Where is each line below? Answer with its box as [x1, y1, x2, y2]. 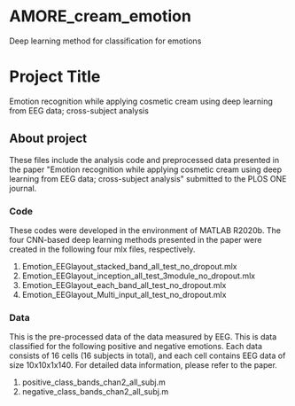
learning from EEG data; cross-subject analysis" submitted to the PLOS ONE [9, 173, 287, 183]
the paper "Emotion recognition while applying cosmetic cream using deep [9, 164, 283, 175]
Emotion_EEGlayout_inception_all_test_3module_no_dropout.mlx [21, 270, 255, 281]
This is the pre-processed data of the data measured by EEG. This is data [9, 332, 277, 342]
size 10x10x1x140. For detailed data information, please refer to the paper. [9, 360, 277, 371]
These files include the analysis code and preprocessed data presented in [9, 154, 280, 165]
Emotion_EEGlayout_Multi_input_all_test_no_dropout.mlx [21, 289, 227, 300]
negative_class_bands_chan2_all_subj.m [21, 386, 169, 397]
